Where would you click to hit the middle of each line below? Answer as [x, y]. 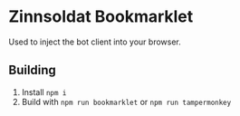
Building [32, 70]
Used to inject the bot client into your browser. [95, 42]
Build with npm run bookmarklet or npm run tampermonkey [126, 101]
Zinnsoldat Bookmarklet [101, 17]
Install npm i [44, 92]
